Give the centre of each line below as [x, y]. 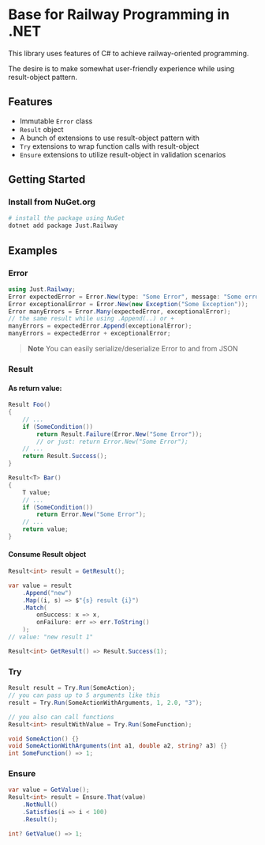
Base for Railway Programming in [119, 15]
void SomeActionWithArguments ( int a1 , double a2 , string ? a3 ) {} [118, 746]
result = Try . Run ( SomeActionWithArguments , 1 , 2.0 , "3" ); [105, 703]
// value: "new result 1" [50, 637]
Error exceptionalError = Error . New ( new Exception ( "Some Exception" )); [128, 304]
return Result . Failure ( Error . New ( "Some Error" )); [119, 434]
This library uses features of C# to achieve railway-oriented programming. [129, 53]
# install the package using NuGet [67, 218]
